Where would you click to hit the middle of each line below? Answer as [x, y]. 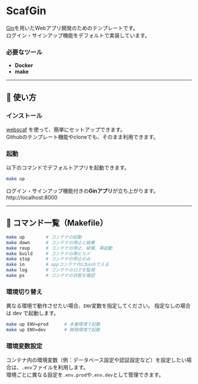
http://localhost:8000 [32, 198]
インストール [24, 115]
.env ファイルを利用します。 [55, 367]
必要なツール [24, 52]
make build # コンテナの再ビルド [48, 253]
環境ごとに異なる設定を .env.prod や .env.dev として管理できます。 [85, 375]
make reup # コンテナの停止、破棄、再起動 [60, 248]
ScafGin [26, 11]
